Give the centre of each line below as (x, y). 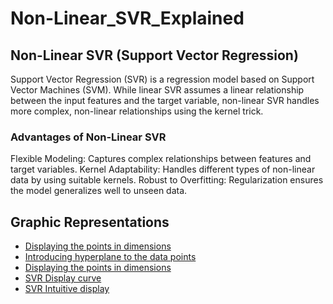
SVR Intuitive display (67, 289)
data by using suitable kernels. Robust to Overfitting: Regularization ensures (167, 180)
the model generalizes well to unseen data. (99, 191)
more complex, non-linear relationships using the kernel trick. (137, 111)
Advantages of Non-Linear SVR (88, 137)
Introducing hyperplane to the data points (110, 257)
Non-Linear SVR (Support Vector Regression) (154, 55)
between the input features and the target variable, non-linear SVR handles (165, 100)
